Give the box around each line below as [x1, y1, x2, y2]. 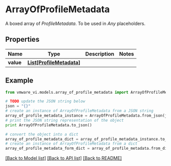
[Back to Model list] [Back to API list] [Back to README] [5, 155, 122, 161]
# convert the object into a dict [5, 131, 79, 137]
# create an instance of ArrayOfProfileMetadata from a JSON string [5, 108, 154, 114]
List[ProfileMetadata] [27, 59, 80, 66]
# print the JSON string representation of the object [5, 118, 124, 123]
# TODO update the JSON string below [5, 99, 85, 104]
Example [5, 76, 34, 85]
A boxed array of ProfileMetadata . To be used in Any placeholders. [5, 20, 146, 26]
